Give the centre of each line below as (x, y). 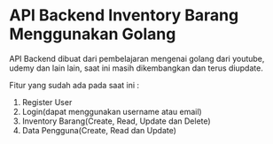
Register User (47, 102)
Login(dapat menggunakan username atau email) (112, 111)
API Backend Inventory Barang (124, 15)
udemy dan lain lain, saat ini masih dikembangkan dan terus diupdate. (136, 68)
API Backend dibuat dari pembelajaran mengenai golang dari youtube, (137, 58)
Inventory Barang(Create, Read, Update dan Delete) (116, 121)
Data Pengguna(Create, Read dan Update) (99, 130)
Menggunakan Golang (93, 34)
